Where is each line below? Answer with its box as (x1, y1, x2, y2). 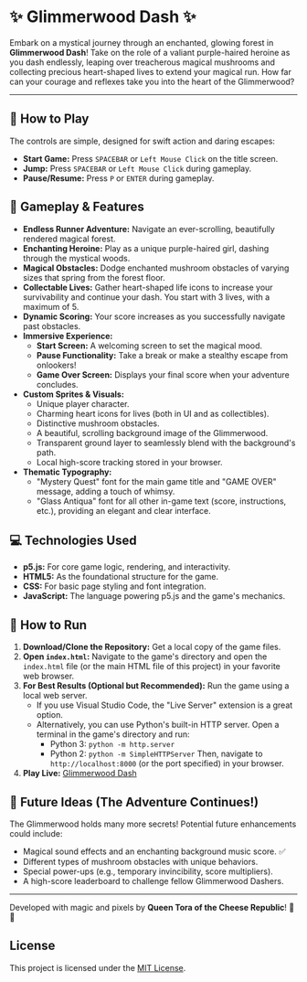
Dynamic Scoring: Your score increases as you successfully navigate (22, 311, 286, 322)
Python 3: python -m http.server (49, 739, 175, 750)
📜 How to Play (9, 112, 90, 127)
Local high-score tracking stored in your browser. (36, 456, 223, 467)
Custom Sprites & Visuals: (22, 389, 125, 400)
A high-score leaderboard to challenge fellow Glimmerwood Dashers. (22, 876, 284, 886)
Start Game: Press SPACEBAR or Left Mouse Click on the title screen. (22, 153, 279, 164)
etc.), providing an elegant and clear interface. (36, 505, 212, 516)
